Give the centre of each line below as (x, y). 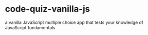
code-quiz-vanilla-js (47, 9)
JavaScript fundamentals (30, 27)
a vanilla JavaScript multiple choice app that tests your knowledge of (74, 22)
